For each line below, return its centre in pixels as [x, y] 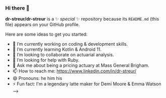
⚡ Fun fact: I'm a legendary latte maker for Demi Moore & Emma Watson [87, 84]
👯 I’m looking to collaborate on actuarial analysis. [63, 55]
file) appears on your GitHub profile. [43, 25]
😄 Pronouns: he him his [37, 78]
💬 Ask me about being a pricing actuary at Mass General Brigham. [81, 65]
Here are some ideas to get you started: [47, 34]
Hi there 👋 [18, 8]
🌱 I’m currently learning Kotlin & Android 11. [57, 49]
